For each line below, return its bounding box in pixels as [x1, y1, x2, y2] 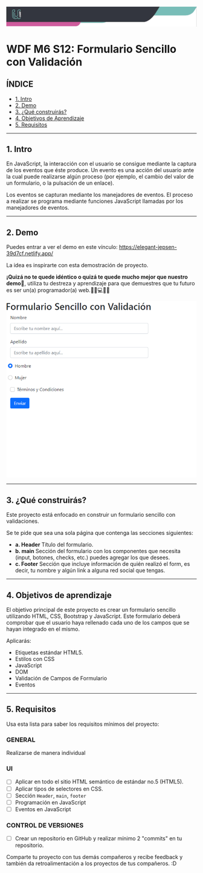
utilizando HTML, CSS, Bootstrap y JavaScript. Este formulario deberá [6, 612, 181, 620]
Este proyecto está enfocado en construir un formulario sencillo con [6, 511, 176, 519]
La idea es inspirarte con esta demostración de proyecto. [6, 262, 149, 269]
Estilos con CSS [14, 656, 55, 663]
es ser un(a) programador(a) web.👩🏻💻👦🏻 [6, 287, 110, 294]
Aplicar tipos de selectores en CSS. [14, 785, 103, 792]
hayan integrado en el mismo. [6, 625, 80, 633]
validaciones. [6, 517, 39, 525]
